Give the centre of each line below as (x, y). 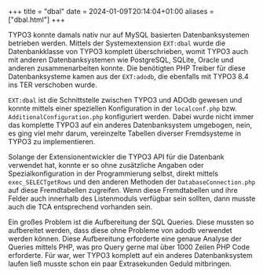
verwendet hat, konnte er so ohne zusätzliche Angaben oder (106, 165)
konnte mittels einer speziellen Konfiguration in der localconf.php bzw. (122, 108)
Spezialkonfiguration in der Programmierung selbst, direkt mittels (113, 173)
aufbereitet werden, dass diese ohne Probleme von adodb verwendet (121, 230)
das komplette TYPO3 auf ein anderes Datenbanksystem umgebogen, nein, (130, 125)
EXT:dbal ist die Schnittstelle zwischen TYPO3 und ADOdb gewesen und (125, 100)
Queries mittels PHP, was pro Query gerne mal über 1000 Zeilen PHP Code (129, 247)
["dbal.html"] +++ (37, 20)
